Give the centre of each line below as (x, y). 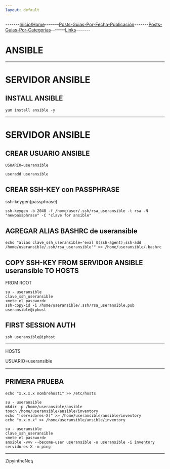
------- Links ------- (70, 30)
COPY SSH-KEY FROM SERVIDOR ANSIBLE (74, 262)
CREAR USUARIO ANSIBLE (48, 153)
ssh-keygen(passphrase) (31, 202)
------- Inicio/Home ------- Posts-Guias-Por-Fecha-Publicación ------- (77, 24)
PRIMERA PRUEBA (35, 382)
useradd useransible (27, 174)
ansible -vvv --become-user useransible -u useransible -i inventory (80, 442)
